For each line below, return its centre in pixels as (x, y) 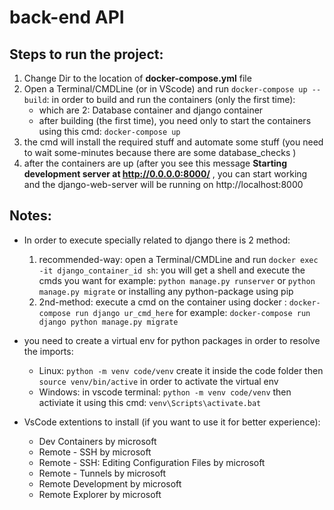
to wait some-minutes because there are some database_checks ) (160, 152)
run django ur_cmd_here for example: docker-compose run (192, 312)
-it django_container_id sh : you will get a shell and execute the (172, 270)
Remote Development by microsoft (110, 483)
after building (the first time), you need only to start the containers (175, 120)
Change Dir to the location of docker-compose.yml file (137, 78)
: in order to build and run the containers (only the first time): (171, 99)
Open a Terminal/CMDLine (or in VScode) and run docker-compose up (165, 89)
